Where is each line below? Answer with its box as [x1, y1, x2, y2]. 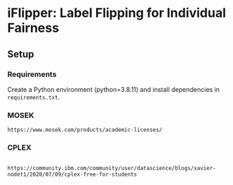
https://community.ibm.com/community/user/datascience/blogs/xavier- [7, 165, 217, 172]
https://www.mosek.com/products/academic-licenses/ [7, 126, 162, 133]
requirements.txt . [7, 92, 60, 101]
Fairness [7, 20, 59, 36]
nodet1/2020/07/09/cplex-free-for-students [7, 171, 138, 178]
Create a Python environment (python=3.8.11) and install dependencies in [7, 85, 220, 93]
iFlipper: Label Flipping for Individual [7, 5, 227, 21]
